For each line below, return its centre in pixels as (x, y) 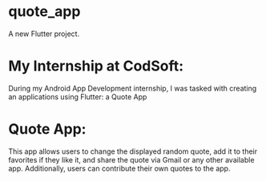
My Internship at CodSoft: (96, 66)
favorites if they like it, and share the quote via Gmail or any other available (131, 159)
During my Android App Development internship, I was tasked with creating (133, 88)
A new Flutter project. (44, 34)
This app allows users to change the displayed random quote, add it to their (133, 151)
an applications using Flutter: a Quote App (78, 97)
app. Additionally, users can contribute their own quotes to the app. (119, 168)
